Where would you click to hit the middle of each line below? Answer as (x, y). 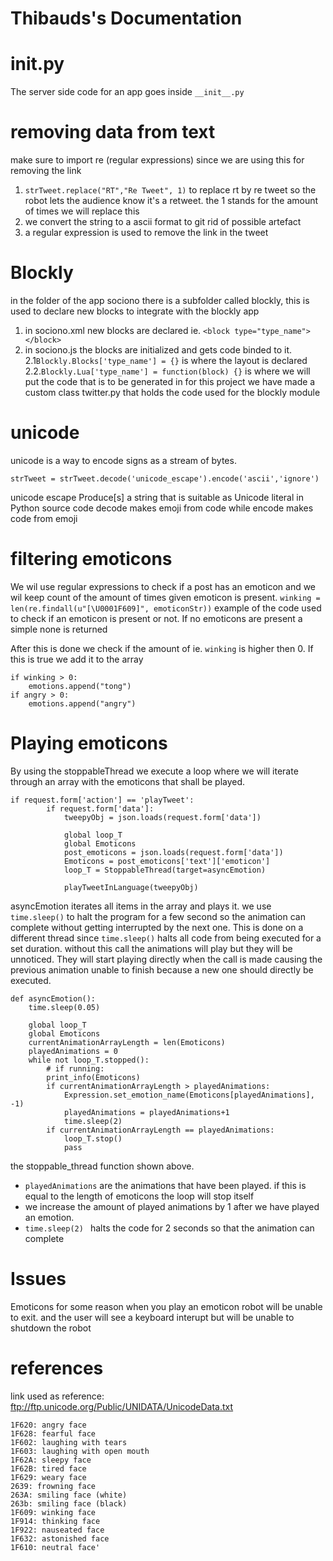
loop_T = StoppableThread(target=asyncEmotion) (165, 870)
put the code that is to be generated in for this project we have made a (170, 381)
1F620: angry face (48, 1425)
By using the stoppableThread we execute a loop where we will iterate (154, 771)
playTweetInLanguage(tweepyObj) (131, 887)
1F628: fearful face (53, 1433)
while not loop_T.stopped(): (89, 1060)
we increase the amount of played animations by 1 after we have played (172, 1206)
